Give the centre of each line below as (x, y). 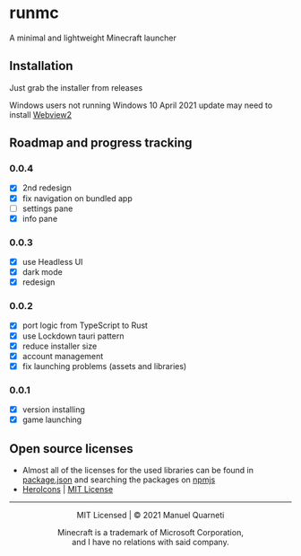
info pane (40, 218)
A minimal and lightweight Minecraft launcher (93, 38)
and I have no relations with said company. (150, 543)
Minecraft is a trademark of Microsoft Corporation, (150, 533)
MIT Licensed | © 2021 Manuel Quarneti (150, 516)
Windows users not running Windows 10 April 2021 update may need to (141, 105)
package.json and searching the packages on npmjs (119, 480)
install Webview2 (40, 114)
